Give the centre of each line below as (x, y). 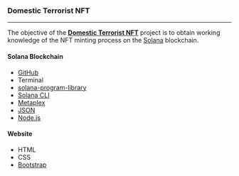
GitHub (28, 72)
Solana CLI (33, 95)
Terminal (31, 79)
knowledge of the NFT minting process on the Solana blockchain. (103, 40)
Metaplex (31, 102)
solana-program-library (52, 87)
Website (20, 134)
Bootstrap (32, 165)
